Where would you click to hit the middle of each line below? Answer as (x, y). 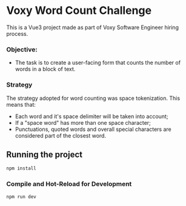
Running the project (45, 154)
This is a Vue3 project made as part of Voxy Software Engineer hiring (92, 27)
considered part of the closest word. (61, 135)
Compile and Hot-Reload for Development (69, 184)
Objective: (22, 49)
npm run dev (21, 197)
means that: (21, 104)
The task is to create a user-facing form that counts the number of (98, 63)
